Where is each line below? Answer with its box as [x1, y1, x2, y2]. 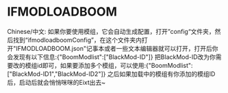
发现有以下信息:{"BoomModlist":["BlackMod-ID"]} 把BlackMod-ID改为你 [12, 52, 216, 61]
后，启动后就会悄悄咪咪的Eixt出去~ [7, 78, 106, 86]
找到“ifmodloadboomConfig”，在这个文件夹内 [12, 35, 142, 44]
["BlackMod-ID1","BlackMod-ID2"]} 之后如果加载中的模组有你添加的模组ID [7, 69, 216, 78]
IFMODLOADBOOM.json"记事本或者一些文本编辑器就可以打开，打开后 [16, 44, 212, 52]
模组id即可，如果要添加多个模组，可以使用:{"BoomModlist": [25, 61, 193, 69]
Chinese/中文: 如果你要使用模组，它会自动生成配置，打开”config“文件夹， [7, 27, 216, 35]
